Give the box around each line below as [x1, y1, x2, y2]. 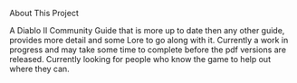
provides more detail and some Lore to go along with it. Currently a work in [9, 35, 289, 45]
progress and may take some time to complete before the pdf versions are [9, 44, 287, 55]
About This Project [9, 8, 79, 18]
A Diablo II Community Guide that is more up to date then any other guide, [9, 25, 285, 35]
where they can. [9, 63, 70, 74]
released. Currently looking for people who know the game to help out [9, 54, 272, 64]
